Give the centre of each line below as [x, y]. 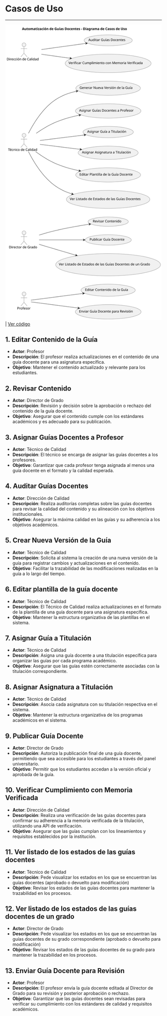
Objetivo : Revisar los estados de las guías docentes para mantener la [83, 888]
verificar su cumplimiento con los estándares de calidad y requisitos [82, 1004]
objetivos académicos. [35, 525]
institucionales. [28, 514]
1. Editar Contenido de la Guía [51, 340]
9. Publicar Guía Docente [44, 736]
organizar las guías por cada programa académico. [65, 661]
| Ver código [18, 324]
